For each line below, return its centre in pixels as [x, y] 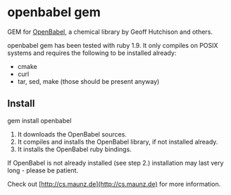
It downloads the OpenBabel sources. [72, 134]
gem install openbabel [39, 120]
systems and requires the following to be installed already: [92, 53]
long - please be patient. [43, 170]
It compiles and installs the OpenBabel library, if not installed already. [118, 141]
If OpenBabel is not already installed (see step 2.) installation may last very [115, 163]
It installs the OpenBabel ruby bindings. [74, 149]
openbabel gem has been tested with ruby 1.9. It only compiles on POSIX [113, 45]
